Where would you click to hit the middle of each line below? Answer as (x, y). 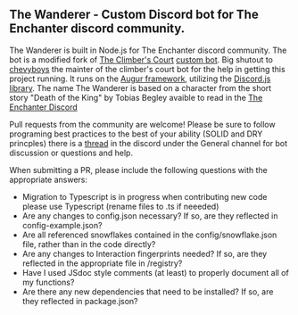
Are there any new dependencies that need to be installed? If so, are (148, 291)
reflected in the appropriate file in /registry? (102, 263)
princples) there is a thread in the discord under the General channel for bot (149, 143)
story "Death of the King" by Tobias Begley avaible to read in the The (136, 97)
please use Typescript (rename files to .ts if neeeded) (120, 206)
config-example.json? (62, 225)
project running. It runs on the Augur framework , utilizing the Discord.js (140, 79)
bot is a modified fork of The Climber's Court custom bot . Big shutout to (141, 59)
